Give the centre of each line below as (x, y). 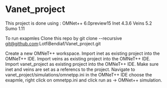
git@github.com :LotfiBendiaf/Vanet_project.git (53, 43)
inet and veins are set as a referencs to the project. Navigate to (70, 69)
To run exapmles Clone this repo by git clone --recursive (64, 38)
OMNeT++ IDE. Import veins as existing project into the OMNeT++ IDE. (78, 58)
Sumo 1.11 (15, 28)
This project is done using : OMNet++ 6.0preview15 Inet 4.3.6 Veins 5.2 (78, 23)
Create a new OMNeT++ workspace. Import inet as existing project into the (82, 53)
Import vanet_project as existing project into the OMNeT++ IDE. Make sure (82, 64)
